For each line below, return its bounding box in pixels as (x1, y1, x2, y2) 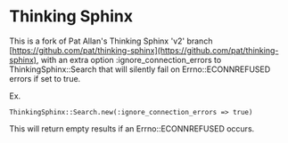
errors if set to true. (9, 73, 81, 83)
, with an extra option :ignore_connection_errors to (36, 54, 222, 65)
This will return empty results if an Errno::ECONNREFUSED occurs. (9, 123, 255, 134)
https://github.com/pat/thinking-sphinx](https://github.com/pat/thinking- (12, 44, 279, 55)
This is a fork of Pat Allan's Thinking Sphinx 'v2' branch (9, 36, 213, 46)
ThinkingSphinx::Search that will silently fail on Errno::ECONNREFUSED (9, 64, 271, 75)
